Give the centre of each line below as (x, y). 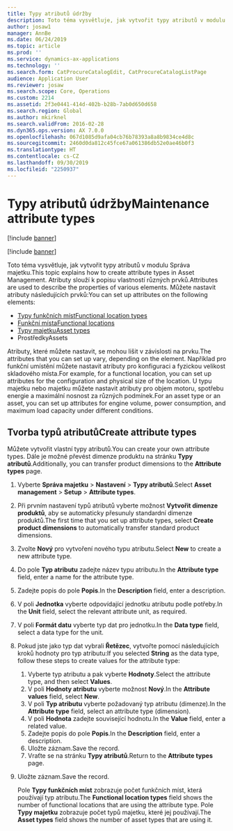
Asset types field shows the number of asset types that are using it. (115, 820)
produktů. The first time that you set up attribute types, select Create (115, 521)
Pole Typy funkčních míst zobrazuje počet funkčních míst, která (110, 790)
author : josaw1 (29, 26)
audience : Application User (48, 78)
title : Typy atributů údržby (49, 14)
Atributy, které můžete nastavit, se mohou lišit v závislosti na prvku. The (109, 351)
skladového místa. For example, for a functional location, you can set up (110, 373)
